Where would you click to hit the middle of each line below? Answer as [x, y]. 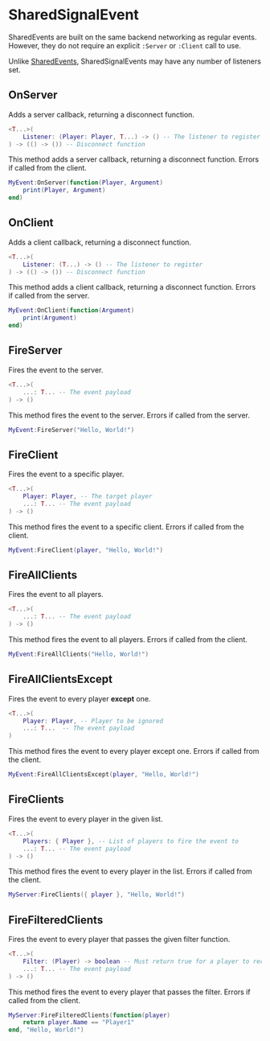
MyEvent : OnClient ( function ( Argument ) [72, 311]
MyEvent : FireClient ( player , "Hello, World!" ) [86, 550]
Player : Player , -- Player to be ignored [93, 721]
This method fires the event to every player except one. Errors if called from [134, 751]
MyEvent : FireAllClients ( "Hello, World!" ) [79, 654]
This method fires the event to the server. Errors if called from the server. [129, 415]
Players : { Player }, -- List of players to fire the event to [131, 841]
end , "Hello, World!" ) [46, 1030]
